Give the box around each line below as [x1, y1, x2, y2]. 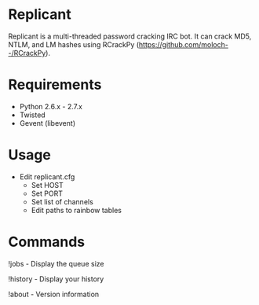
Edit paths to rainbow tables [31, 205, 122, 215]
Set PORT [31, 189, 63, 198]
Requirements [8, 76, 102, 94]
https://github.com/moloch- [138, 39, 229, 49]
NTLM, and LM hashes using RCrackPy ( [8, 39, 140, 49]
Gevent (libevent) [19, 118, 76, 127]
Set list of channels [31, 197, 94, 206]
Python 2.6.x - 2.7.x [19, 101, 82, 111]
